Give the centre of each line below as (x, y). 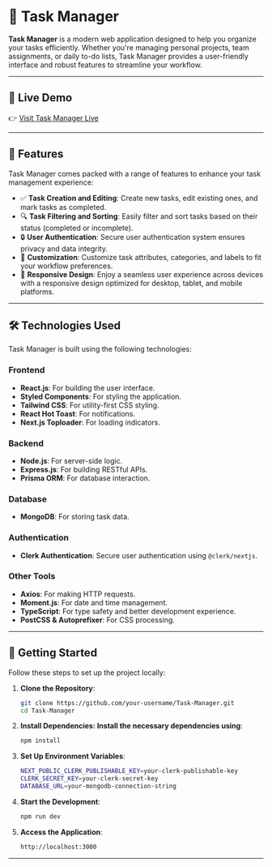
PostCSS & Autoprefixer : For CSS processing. (98, 620)
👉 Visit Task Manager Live (53, 117)
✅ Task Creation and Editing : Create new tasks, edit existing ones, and (139, 198)
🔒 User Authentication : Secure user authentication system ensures (132, 237)
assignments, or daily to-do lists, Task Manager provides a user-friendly (128, 56)
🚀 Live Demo (40, 98)
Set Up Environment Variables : (72, 756)
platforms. (37, 292)
